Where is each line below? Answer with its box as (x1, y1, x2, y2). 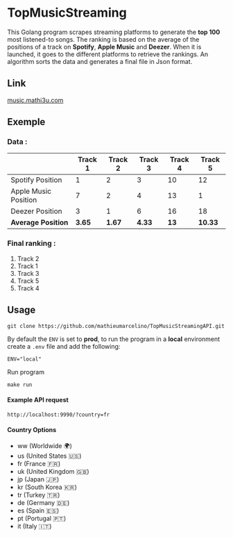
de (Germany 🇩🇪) (17, 498, 70, 506)
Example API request (7, 396, 69, 404)
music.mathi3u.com (7, 96, 64, 104)
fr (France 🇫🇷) (17, 459, 61, 468)
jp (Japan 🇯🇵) (17, 474, 60, 484)
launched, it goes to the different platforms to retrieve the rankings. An (7, 50, 209, 58)
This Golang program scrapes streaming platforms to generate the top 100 (7, 28, 221, 36)
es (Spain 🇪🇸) (17, 506, 60, 515)
